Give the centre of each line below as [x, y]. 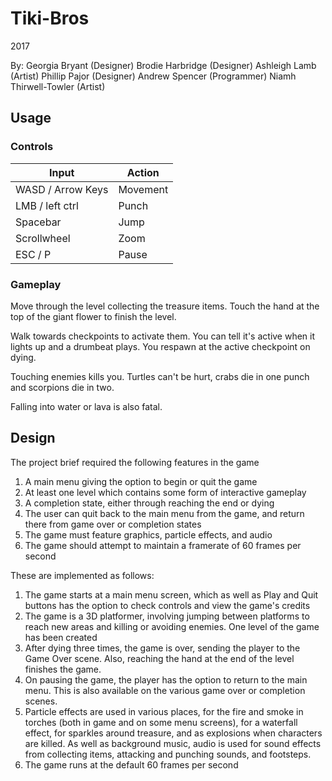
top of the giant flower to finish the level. [93, 316]
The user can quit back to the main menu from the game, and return [164, 513]
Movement [143, 189]
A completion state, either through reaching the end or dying [149, 503]
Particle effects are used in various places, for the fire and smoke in [164, 711]
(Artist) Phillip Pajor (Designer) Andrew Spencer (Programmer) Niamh [153, 76]
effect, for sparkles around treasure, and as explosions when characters [173, 733]
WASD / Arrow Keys [62, 189]
